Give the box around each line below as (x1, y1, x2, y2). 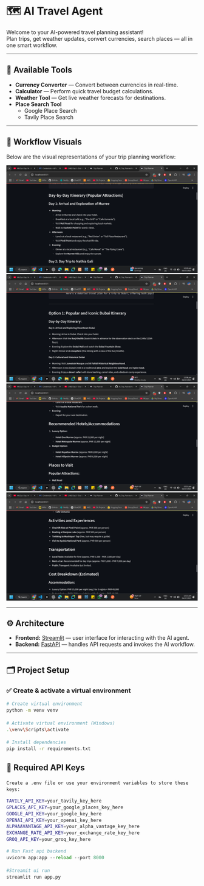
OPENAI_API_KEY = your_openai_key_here (6, 817, 102, 823)
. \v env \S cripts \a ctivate (6, 726, 69, 732)
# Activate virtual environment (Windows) (6, 720, 115, 726)
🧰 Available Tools (6, 65, 73, 76)
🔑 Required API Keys (6, 762, 85, 773)
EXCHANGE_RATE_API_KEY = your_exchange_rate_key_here (6, 830, 140, 836)
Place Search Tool (15, 101, 62, 108)
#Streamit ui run (6, 867, 50, 874)
